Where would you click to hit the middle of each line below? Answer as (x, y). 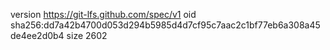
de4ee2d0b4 (37, 35)
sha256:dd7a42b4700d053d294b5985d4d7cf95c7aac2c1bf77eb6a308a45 (165, 25)
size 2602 (87, 35)
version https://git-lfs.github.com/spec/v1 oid (103, 14)
